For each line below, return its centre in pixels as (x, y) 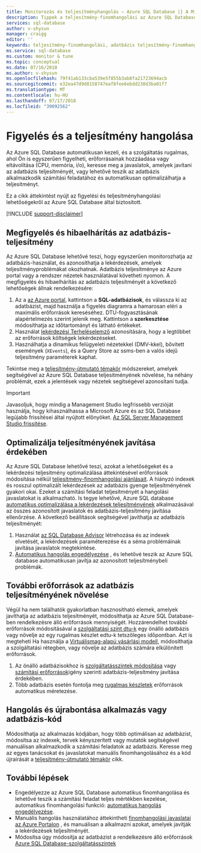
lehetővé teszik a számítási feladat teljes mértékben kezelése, (91, 799)
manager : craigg (26, 34)
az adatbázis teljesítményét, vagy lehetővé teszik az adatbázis (83, 172)
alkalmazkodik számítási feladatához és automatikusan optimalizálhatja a (96, 178)
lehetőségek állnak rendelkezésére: (50, 289)
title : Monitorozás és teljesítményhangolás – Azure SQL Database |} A (97, 12)
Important (18, 393)
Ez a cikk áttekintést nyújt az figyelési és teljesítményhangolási (83, 196)
